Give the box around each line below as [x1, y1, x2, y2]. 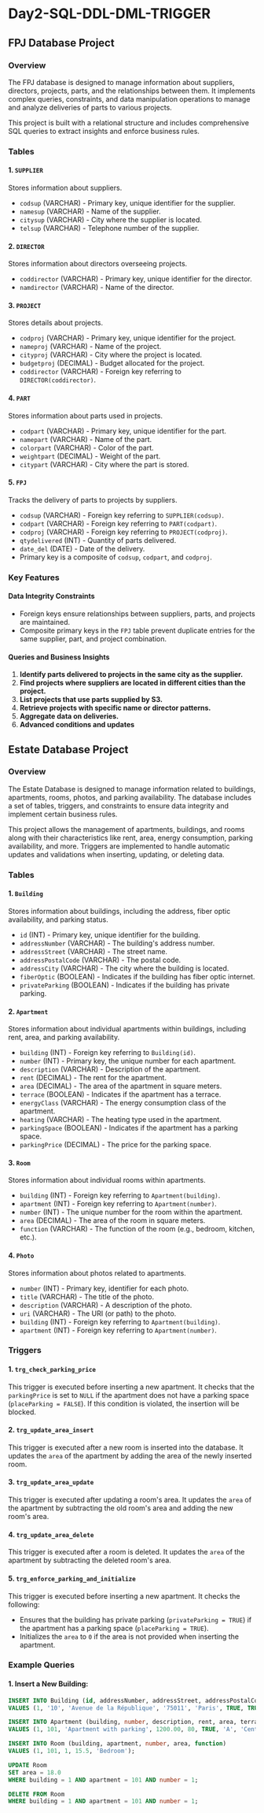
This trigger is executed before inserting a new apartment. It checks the [8, 1591, 240, 1600]
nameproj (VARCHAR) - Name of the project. [19, 342, 162, 351]
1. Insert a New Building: [8, 1679, 89, 1689]
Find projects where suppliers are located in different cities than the [19, 678, 246, 688]
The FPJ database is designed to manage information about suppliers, [8, 77, 235, 87]
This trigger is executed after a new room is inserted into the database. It [8, 1443, 244, 1452]
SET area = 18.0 [8, 1768, 61, 1777]
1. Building [8, 889, 43, 898]
